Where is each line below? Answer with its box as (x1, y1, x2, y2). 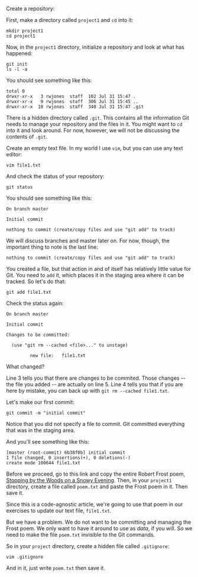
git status (6, 184, 33, 190)
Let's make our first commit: (6, 399, 75, 405)
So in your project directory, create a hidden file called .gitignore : (6, 543, 170, 550)
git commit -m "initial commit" (6, 410, 86, 416)
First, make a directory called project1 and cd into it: (6, 17, 134, 23)
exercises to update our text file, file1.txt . (6, 507, 112, 514)
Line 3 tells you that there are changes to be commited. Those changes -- (6, 374, 186, 382)
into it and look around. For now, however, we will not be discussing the (6, 127, 180, 134)
